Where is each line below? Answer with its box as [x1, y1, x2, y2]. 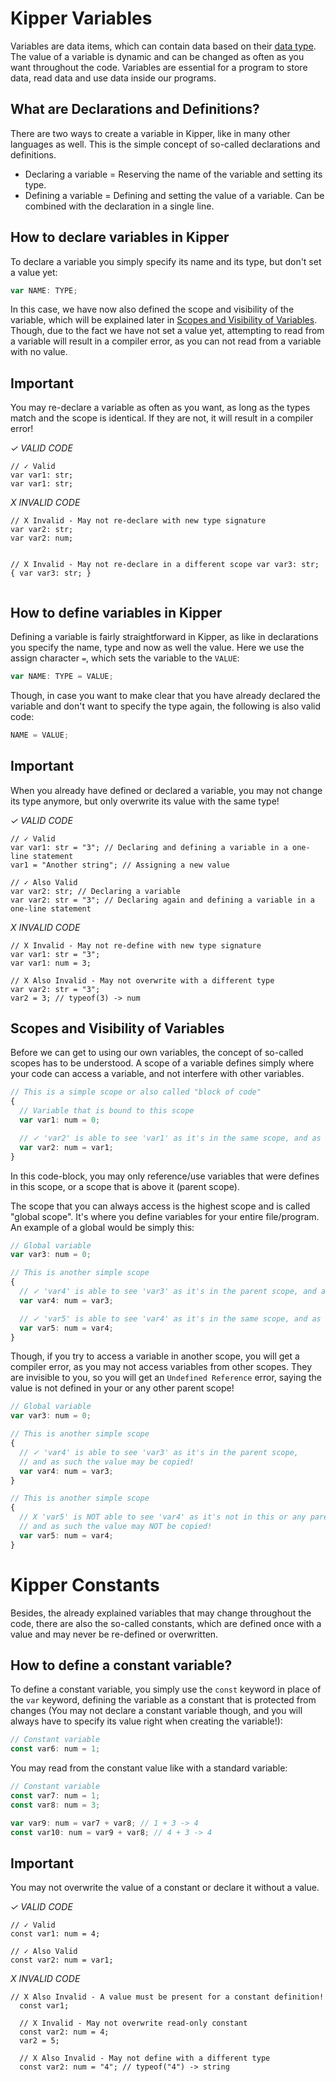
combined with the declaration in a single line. [24, 200, 215, 212]
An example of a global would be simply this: [10, 1221, 195, 1233]
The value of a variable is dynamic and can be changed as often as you [10, 50, 305, 62]
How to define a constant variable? [10, 1657, 233, 1674]
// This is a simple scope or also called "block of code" [10, 1087, 262, 1097]
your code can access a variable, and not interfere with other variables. [10, 1068, 305, 1080]
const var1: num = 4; [10, 1929, 101, 1939]
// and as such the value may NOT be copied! [19, 1522, 213, 1532]
